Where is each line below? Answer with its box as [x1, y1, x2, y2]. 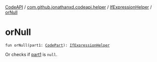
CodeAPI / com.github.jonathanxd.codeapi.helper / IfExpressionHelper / [5, 4, 152, 10]
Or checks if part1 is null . [5, 51, 58, 57]
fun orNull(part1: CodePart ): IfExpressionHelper [5, 43, 110, 48]
